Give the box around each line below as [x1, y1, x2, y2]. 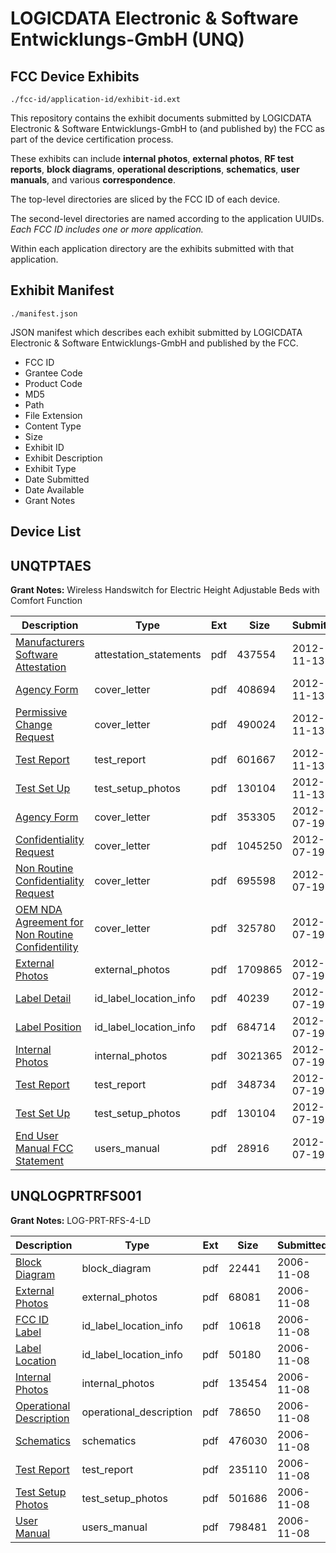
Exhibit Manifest [10, 282, 115, 299]
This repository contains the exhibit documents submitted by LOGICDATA [10, 112, 312, 124]
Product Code [24, 377, 83, 389]
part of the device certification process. [10, 133, 174, 145]
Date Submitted [24, 473, 90, 485]
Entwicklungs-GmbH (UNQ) [10, 28, 245, 51]
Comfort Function [10, 595, 83, 607]
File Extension [24, 409, 83, 421]
